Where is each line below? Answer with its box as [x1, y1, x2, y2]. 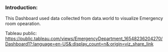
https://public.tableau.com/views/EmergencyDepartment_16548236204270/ [5, 35, 163, 41]
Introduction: [5, 4, 38, 11]
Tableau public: [5, 30, 37, 36]
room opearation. [5, 20, 41, 26]
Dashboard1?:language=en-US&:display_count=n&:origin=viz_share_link [5, 41, 154, 47]
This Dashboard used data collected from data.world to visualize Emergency [5, 15, 163, 21]
